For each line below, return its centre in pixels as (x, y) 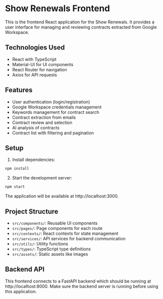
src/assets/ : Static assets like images (50, 254)
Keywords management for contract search (56, 112)
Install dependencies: (34, 160)
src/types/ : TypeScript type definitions (51, 249)
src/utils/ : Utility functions (40, 244)
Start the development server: (42, 178)
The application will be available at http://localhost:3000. (62, 196)
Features (19, 90)
